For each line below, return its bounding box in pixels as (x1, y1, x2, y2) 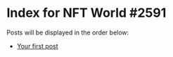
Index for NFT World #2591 (6, 5, 167, 21)
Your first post (16, 42, 58, 50)
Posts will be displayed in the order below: (6, 28, 129, 37)
